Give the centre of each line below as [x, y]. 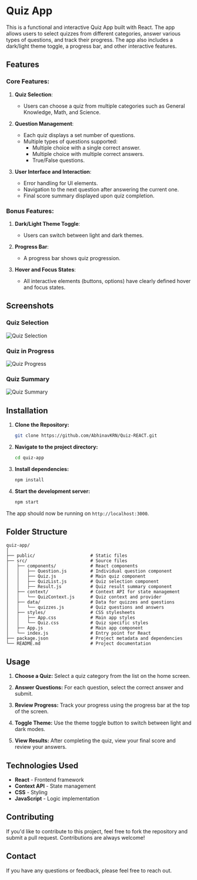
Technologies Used [42, 766]
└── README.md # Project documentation [79, 644]
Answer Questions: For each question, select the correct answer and [99, 687]
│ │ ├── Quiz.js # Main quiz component [76, 577]
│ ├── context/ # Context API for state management [93, 592]
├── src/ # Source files [67, 561]
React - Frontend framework [49, 780]
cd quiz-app [29, 457]
